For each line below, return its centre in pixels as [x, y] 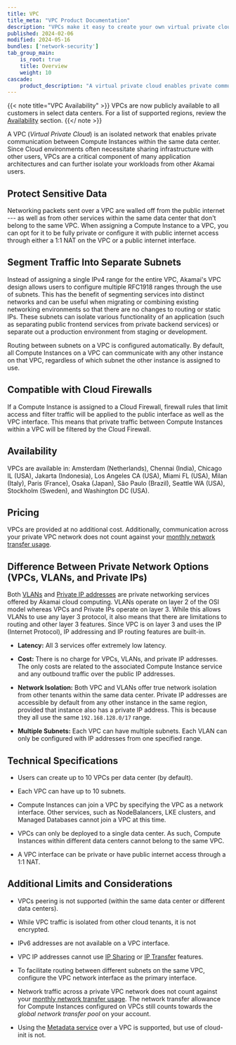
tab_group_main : [31, 53]
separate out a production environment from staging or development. [107, 332]
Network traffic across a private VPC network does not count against [117, 991]
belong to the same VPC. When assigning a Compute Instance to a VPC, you [118, 226]
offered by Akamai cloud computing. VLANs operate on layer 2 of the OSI [113, 602]
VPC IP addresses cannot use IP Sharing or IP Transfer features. [110, 956]
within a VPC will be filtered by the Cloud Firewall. [79, 429]
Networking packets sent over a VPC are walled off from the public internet [116, 211]
